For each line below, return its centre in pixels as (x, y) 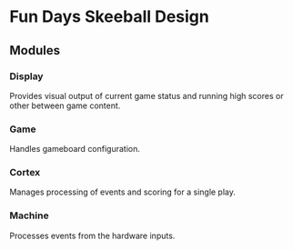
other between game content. (65, 105)
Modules (35, 50)
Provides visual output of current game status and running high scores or (146, 95)
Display (26, 76)
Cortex (25, 173)
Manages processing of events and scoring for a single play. (123, 192)
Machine (29, 215)
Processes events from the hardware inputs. (92, 235)
